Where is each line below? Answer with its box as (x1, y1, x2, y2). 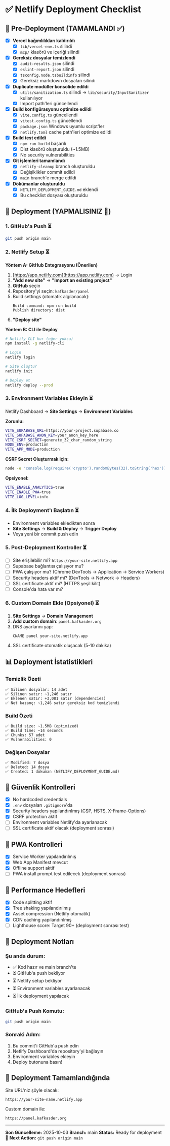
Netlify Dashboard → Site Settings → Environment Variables (5, 408, 133, 415)
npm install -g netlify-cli (5, 341, 65, 346)
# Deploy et (5, 377, 30, 383)
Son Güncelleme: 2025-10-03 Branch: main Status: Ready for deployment (5, 1129, 162, 1135)
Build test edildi (12, 135, 47, 141)
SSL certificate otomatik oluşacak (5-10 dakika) (12, 642, 111, 648)
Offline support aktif (12, 865, 55, 871)
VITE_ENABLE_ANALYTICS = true (5, 485, 65, 490)
